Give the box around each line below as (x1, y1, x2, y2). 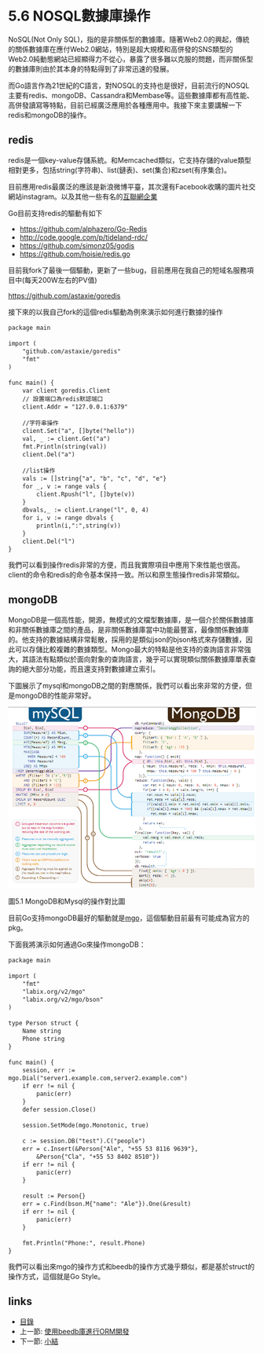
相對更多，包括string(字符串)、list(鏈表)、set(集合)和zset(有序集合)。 (8, 165, 232, 174)
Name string (22, 1027, 61, 1036)
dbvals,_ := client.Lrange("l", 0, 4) (22, 506, 149, 514)
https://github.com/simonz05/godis (19, 240, 135, 250)
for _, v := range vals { (22, 482, 108, 490)
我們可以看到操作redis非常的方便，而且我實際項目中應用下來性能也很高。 (8, 559, 245, 570)
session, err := (22, 1066, 76, 1075)
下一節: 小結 (19, 1336, 59, 1346)
